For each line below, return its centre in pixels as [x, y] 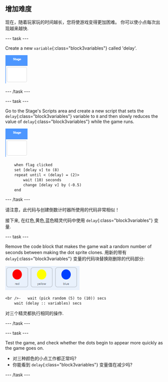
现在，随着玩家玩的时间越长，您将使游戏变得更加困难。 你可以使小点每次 [80, 22]
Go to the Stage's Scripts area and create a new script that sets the [74, 111]
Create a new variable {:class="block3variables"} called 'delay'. [71, 48]
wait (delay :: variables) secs [48, 303]
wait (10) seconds [42, 180]
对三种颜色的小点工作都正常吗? [44, 358]
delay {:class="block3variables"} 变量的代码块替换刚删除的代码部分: [75, 259]
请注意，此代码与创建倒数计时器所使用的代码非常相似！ [62, 209]
